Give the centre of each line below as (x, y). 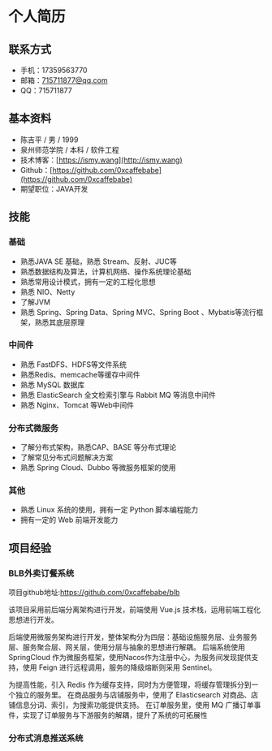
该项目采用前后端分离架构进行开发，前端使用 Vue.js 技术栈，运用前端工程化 (135, 610)
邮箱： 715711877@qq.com (64, 80)
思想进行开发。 (33, 620)
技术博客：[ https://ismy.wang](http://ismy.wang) (101, 160)
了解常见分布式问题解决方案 (67, 458)
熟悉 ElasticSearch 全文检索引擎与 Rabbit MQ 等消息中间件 (118, 395)
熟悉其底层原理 (60, 322)
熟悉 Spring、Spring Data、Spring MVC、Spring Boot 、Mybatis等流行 (138, 312)
